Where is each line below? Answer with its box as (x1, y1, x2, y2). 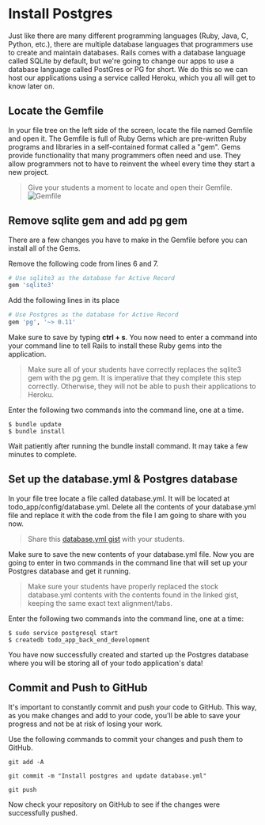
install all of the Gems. (8, 243, 81, 253)
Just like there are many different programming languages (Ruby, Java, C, (8, 31, 249, 40)
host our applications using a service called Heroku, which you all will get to (8, 73, 256, 82)
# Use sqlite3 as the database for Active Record (8, 274, 176, 282)
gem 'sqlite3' (8, 282, 55, 290)
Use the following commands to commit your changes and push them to (8, 734, 244, 744)
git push (8, 785, 37, 793)
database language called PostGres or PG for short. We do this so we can (8, 64, 248, 74)
